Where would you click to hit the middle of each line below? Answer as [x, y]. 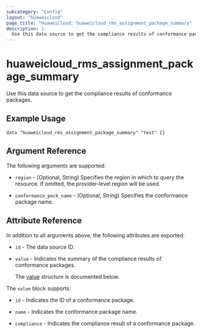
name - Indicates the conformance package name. [76, 311]
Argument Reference [46, 151]
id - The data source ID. [45, 247]
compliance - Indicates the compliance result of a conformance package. [105, 323]
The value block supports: [38, 288]
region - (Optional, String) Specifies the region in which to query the [99, 177]
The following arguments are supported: [56, 166]
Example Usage [36, 119]
